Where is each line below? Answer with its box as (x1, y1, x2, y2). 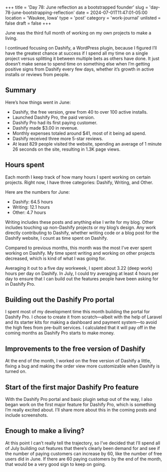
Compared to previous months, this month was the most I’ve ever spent (5, 245, 152, 251)
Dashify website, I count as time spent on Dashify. (5, 235, 108, 241)
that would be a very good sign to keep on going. (5, 461, 106, 467)
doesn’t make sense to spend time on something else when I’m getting (5, 61, 151, 67)
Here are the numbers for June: (5, 189, 70, 195)
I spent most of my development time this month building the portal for (5, 309, 151, 315)
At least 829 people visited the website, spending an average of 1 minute (12, 141, 162, 147)
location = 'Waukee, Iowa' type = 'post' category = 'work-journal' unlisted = (5, 15, 161, 21)
